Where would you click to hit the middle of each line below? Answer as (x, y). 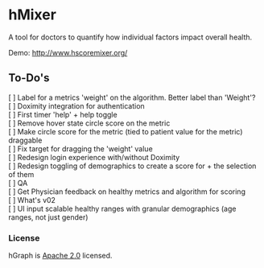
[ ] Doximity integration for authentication (76, 105)
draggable (25, 140)
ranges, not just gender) (48, 217)
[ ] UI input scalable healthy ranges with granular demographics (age (122, 208)
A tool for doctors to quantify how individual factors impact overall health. (130, 37)
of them (21, 174)
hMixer (32, 15)
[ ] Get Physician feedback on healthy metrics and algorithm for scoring (127, 192)
